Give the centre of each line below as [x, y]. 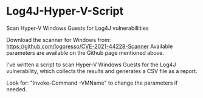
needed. [17, 89]
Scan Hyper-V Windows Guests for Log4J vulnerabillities [77, 28]
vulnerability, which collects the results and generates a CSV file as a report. [102, 71]
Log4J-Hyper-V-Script [65, 11]
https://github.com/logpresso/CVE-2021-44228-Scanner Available [90, 46]
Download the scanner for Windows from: [59, 40]
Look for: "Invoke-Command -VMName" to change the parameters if [92, 83]
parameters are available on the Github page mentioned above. [85, 52]
